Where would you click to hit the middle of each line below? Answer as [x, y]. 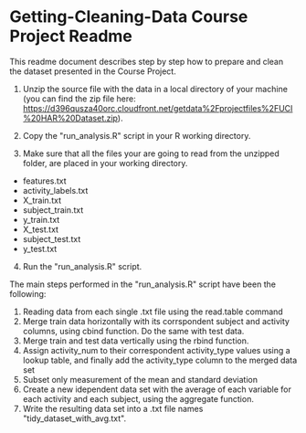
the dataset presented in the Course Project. [93, 71]
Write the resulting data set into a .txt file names [113, 408]
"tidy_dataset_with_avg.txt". [74, 418]
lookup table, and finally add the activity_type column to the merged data [160, 360]
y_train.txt [41, 219]
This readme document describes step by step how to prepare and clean [147, 61]
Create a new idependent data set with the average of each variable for [157, 389]
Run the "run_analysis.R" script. [82, 266]
